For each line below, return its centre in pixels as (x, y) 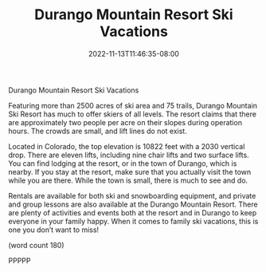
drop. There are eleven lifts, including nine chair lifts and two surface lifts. (129, 155)
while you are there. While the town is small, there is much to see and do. (128, 180)
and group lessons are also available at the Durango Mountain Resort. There (133, 204)
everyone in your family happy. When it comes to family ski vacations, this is (133, 221)
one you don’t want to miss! (54, 230)
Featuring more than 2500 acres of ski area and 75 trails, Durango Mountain (133, 105)
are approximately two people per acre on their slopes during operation (125, 122)
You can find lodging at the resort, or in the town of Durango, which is (123, 163)
